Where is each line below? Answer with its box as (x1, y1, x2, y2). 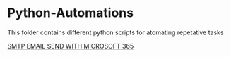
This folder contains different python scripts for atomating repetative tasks (7, 28, 224, 37)
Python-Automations (7, 5, 134, 21)
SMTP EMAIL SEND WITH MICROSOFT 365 (7, 42, 134, 50)
